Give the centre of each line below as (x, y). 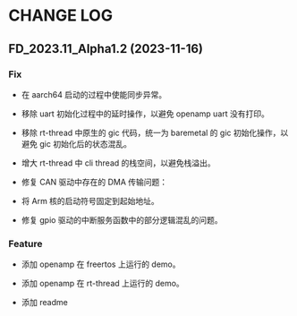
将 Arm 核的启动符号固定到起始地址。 (90, 201)
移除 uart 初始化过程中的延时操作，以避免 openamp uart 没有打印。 (145, 114)
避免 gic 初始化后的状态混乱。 (76, 143)
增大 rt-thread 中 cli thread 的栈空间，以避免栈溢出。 (118, 163)
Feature (25, 243)
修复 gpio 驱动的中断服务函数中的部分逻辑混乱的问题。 (122, 219)
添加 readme (44, 303)
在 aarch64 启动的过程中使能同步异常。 (94, 94)
